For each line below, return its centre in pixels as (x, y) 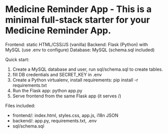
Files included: (20, 105)
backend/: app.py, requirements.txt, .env (55, 120)
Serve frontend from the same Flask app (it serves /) (67, 96)
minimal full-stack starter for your (77, 20)
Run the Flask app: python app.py (47, 90)
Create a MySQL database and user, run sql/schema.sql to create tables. (88, 69)
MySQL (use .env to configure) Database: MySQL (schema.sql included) (80, 50)
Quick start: (17, 59)
